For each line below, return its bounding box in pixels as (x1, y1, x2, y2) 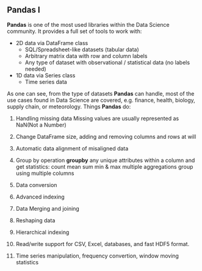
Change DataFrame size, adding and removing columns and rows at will (15, 133, 197, 140)
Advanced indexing (15, 193, 65, 200)
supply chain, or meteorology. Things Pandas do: (7, 103, 131, 110)
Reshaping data (15, 216, 56, 224)
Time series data (24, 78, 68, 85)
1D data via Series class (15, 71, 76, 79)
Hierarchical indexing (15, 228, 70, 236)
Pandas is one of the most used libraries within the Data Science (7, 21, 170, 28)
